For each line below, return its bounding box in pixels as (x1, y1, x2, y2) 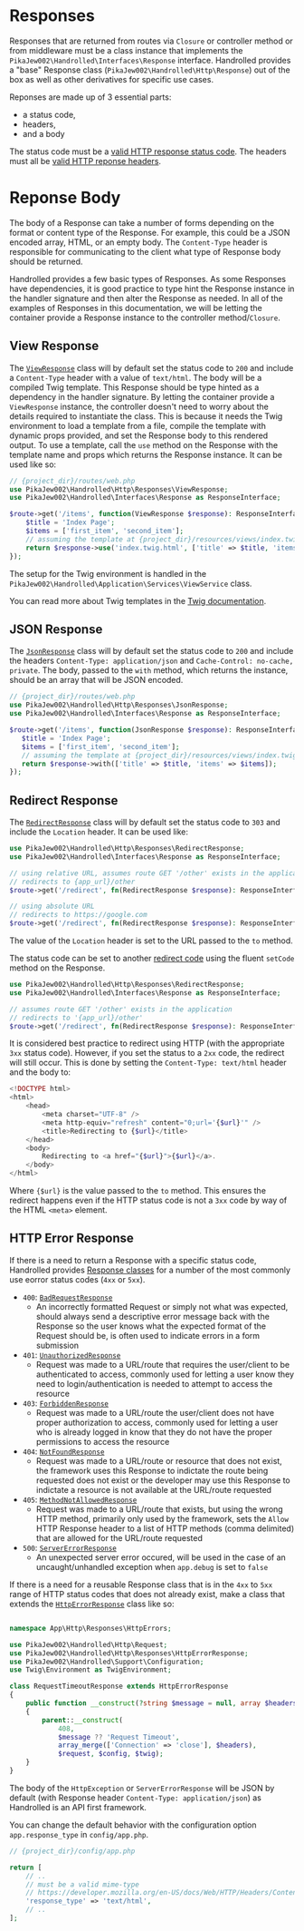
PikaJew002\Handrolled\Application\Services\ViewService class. (9, 578, 252, 589)
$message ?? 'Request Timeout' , (57, 1732, 180, 1741)
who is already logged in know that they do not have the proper (35, 1426, 273, 1438)
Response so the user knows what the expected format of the (35, 1321, 267, 1331)
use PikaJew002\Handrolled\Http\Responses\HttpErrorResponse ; (9, 1648, 249, 1658)
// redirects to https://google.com (9, 911, 147, 920)
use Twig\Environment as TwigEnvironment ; (9, 1665, 172, 1674)
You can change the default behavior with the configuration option (9, 1819, 257, 1830)
